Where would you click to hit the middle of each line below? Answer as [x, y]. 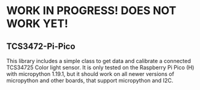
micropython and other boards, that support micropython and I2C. [90, 81]
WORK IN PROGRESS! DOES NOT [91, 11]
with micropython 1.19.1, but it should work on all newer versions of [90, 74]
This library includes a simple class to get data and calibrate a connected [99, 61]
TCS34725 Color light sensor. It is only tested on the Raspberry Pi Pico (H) [100, 67]
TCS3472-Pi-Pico [41, 46]
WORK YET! [37, 24]
